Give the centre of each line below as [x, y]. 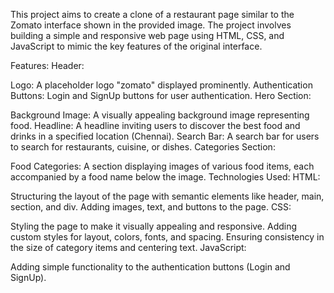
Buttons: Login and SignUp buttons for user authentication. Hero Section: [161, 95]
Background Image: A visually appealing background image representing [160, 115]
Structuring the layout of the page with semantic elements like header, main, [167, 196]
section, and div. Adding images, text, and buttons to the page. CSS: [151, 207]
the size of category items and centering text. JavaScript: [128, 247]
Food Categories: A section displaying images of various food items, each [162, 166]
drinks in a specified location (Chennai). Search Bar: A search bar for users [165, 136]
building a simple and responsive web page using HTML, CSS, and [147, 35]
